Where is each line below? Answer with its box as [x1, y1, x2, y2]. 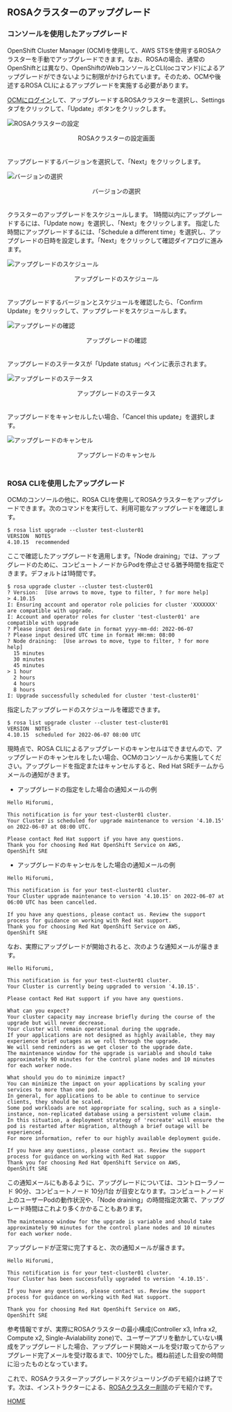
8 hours [13, 686, 36, 693]
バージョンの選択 [92, 187, 141, 195]
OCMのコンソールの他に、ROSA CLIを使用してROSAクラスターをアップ [7, 495, 212, 503]
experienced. [7, 1129, 45, 1136]
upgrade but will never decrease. [7, 1019, 107, 1026]
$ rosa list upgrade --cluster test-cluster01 [7, 526, 144, 533]
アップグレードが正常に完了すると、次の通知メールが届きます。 [7, 1243, 189, 1252]
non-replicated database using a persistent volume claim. [37, 1110, 213, 1118]
